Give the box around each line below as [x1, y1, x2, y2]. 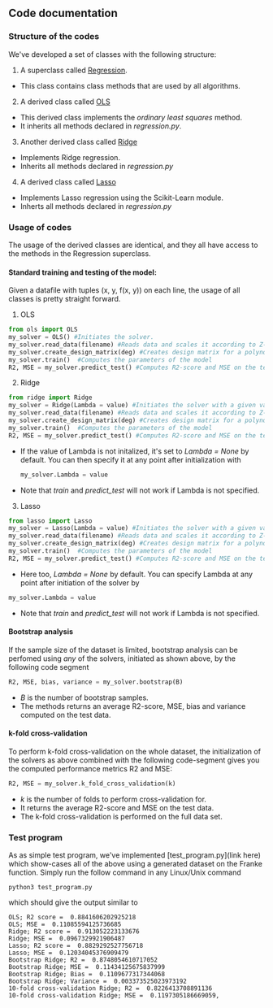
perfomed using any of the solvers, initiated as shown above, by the [8, 654, 236, 663]
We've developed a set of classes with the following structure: [8, 49, 217, 59]
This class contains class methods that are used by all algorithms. [19, 80, 241, 90]
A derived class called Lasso [19, 176, 116, 186]
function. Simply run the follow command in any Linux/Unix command [8, 867, 241, 877]
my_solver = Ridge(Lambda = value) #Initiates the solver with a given [8, 402, 256, 410]
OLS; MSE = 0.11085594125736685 [8, 920, 122, 929]
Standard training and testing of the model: [8, 267, 157, 277]
